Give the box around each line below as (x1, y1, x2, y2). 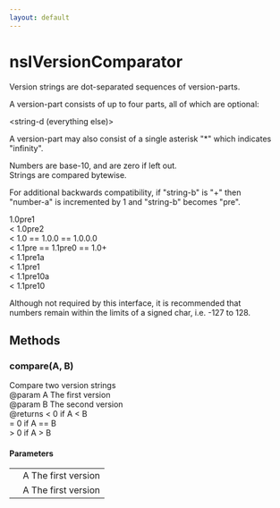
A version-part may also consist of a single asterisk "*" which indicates (9, 133, 272, 144)
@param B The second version (9, 399, 123, 410)
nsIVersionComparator (9, 51, 183, 72)
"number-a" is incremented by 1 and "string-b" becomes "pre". (9, 196, 242, 207)
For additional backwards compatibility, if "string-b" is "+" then (9, 187, 242, 198)
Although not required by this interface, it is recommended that (9, 297, 242, 309)
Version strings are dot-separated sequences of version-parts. (9, 81, 241, 92)
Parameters (9, 448, 54, 459)
